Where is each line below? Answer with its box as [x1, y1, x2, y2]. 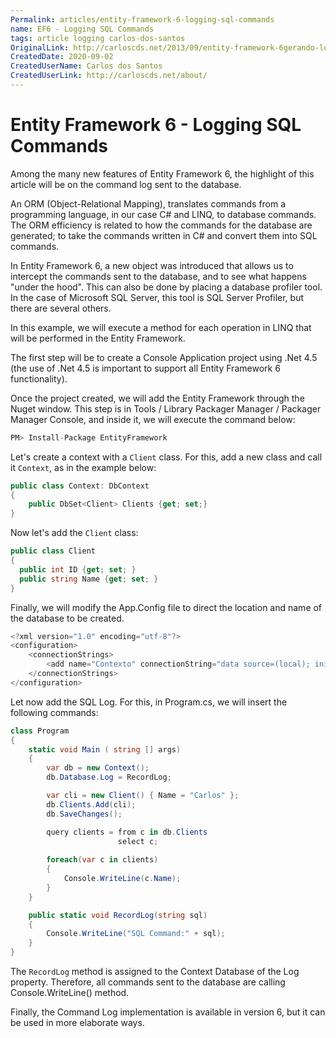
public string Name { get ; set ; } [19, 574, 159, 584]
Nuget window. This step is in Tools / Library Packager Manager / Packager [10, 402, 322, 415]
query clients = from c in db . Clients [46, 827, 208, 837]
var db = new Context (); [46, 763, 150, 773]
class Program [10, 726, 70, 736]
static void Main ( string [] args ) [28, 744, 182, 755]
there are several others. [10, 302, 112, 314]
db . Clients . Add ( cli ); [46, 799, 137, 810]
